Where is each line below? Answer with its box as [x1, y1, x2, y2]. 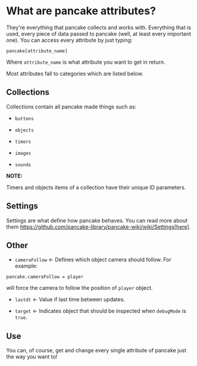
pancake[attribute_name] [6, 48, 68, 54]
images [14, 150, 32, 156]
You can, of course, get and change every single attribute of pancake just [6, 347, 186, 354]
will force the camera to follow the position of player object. [6, 284, 153, 292]
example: [14, 262, 37, 270]
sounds [14, 162, 32, 168]
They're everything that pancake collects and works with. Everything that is [6, 24, 192, 31]
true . [14, 314, 28, 321]
